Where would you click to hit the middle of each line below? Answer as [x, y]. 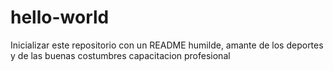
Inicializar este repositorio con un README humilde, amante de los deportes [167, 45]
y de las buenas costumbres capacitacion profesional [120, 55]
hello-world [60, 17]
